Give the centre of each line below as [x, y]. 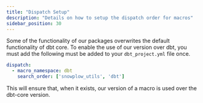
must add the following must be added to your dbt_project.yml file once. [98, 54]
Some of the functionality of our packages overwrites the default [88, 41]
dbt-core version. [28, 95]
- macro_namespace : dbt [42, 71]
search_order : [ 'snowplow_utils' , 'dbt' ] [71, 77]
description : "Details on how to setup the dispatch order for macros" [100, 18]
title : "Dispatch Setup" [38, 12]
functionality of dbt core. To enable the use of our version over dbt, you [97, 47]
